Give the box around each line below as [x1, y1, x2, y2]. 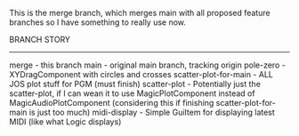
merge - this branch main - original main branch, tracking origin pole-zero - [9, 60, 287, 70]
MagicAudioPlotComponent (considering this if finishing [9, 98, 214, 108]
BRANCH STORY [9, 35, 71, 44]
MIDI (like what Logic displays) [9, 116, 122, 127]
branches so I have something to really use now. [9, 17, 187, 28]
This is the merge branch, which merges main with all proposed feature [9, 8, 271, 18]
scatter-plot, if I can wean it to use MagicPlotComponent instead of [9, 88, 255, 99]
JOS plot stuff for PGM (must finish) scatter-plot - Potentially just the [9, 79, 261, 89]
